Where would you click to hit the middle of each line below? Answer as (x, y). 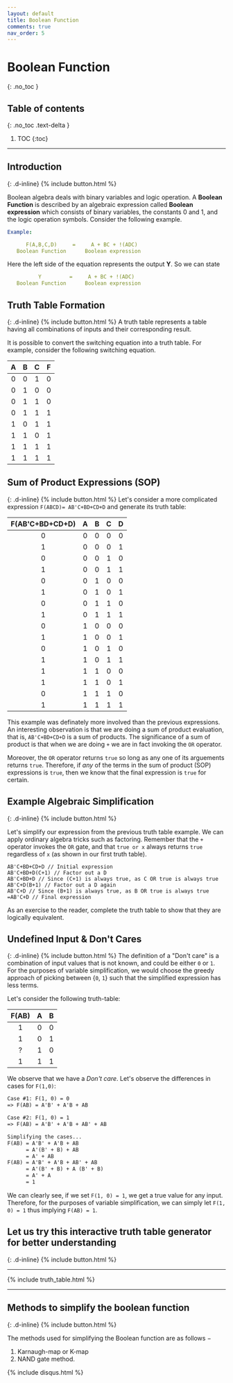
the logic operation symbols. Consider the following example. (95, 219)
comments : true (29, 26)
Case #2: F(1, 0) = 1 (38, 1118)
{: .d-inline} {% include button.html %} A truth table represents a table (107, 322)
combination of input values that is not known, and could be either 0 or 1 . (111, 963)
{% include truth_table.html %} (51, 1280)
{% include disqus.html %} (45, 1372)
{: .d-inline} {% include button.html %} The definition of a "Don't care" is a (113, 956)
